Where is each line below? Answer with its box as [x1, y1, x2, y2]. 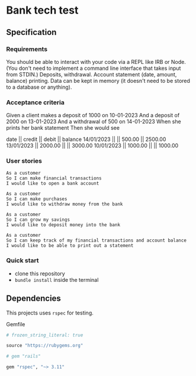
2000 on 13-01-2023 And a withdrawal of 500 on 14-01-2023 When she [6, 118, 182, 125]
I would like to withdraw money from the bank [6, 201, 123, 207]
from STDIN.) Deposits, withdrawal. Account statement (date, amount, [6, 70, 177, 78]
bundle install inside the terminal [14, 276, 99, 283]
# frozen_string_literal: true [6, 332, 83, 338]
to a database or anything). [6, 83, 72, 91]
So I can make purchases [6, 196, 68, 202]
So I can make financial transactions [6, 175, 102, 181]
